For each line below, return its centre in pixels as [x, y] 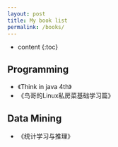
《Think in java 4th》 [45, 87]
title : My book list [38, 20]
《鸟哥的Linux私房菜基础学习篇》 [66, 95]
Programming [38, 69]
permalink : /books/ [36, 27]
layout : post [26, 14]
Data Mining [35, 118]
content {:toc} [38, 47]
